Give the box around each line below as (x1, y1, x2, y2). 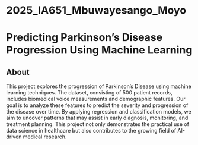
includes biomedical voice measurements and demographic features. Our (6, 96, 186, 103)
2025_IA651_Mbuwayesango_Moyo (6, 4, 187, 17)
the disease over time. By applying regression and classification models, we (6, 108, 191, 115)
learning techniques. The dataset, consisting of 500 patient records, (6, 89, 173, 96)
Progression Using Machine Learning (6, 43, 193, 57)
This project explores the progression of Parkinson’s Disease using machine (6, 83, 191, 90)
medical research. (23, 133, 67, 140)
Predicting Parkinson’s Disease (6, 31, 163, 45)
